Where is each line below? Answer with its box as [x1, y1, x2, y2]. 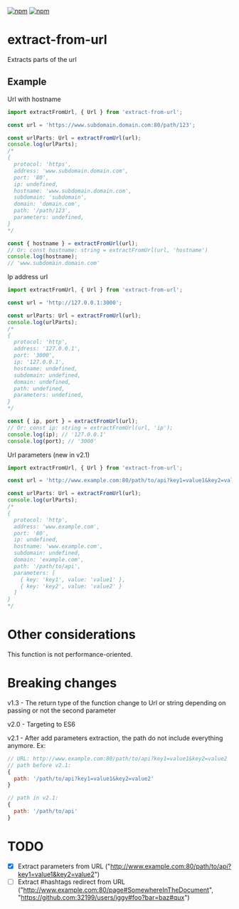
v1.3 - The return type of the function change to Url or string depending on [7, 698, 226, 707]
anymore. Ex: [7, 741, 46, 749]
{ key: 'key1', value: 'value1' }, [20, 576, 126, 583]
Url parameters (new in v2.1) [7, 450, 90, 459]
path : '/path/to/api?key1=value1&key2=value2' [14, 775, 154, 782]
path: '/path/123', [14, 207, 72, 214]
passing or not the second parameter [7, 706, 117, 715]
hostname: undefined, [14, 365, 78, 372]
